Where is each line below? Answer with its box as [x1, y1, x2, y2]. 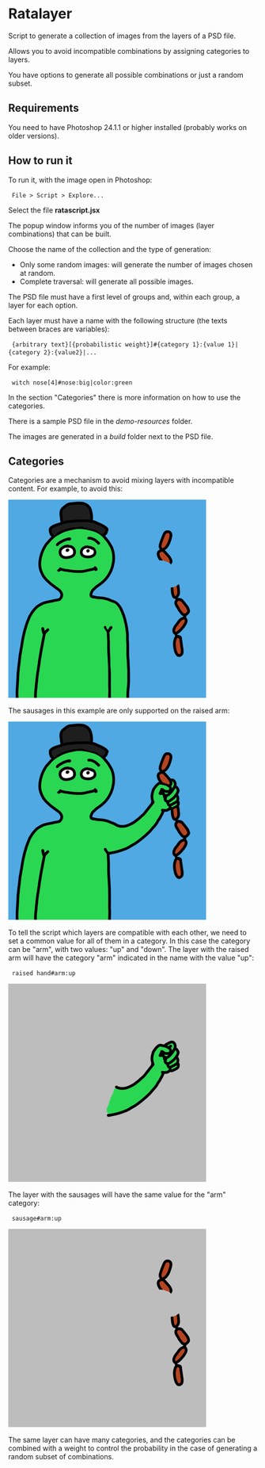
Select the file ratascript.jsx [8, 205, 100, 215]
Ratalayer [8, 5, 73, 23]
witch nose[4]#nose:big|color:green [11, 378, 133, 387]
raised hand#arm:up [11, 969, 77, 977]
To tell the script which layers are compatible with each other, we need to [8, 928, 247, 938]
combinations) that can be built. [8, 229, 112, 239]
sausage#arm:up [11, 1214, 62, 1223]
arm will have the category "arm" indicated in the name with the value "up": [8, 953, 255, 963]
